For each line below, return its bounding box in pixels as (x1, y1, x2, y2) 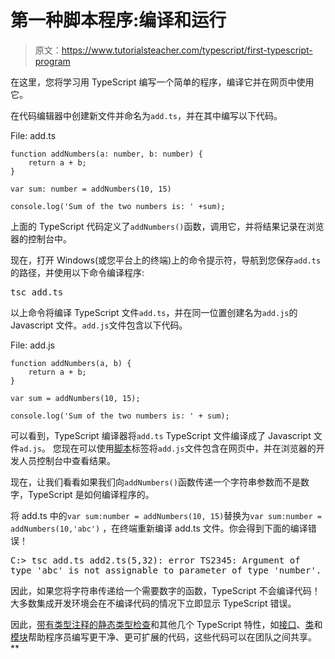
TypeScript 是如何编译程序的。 (27, 488, 155, 500)
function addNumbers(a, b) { (10, 358, 132, 368)
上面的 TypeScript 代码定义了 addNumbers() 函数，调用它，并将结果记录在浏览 (10, 220, 325, 232)
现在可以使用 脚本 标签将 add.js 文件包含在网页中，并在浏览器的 (61, 442, 317, 454)
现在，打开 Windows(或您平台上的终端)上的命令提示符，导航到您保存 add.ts (10, 254, 322, 266)
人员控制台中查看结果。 (18, 454, 116, 466)
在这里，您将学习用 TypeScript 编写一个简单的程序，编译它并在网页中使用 (10, 76, 315, 88)
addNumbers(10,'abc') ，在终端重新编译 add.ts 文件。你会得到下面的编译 (10, 522, 308, 534)
